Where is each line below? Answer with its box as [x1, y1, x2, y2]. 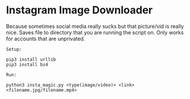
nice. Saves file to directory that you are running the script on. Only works [6, 29, 184, 36]
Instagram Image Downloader [6, 3, 153, 17]
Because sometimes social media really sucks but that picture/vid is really [6, 23, 184, 30]
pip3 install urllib [6, 56, 57, 62]
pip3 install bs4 [6, 62, 49, 68]
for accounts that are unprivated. [6, 35, 85, 42]
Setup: [6, 46, 22, 52]
